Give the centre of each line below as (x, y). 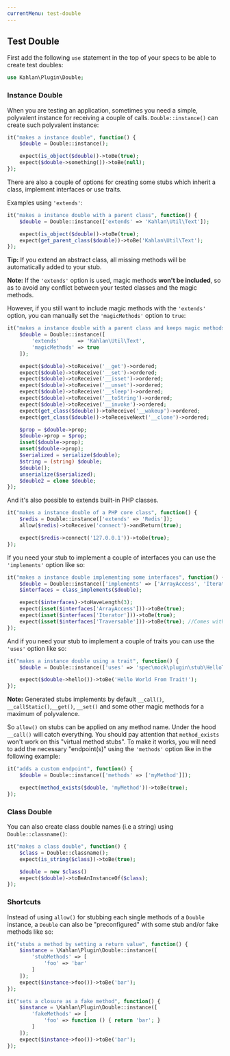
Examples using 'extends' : (45, 203)
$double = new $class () (53, 872)
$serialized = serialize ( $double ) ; (70, 455)
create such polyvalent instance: (53, 125)
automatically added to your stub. (54, 267)
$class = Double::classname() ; (64, 853)
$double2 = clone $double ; (58, 481)
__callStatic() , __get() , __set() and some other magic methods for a (105, 707)
